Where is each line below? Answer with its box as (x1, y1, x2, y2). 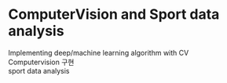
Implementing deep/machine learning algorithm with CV (8, 48, 189, 57)
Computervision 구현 (8, 57, 75, 67)
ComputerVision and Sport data (8, 5, 220, 23)
